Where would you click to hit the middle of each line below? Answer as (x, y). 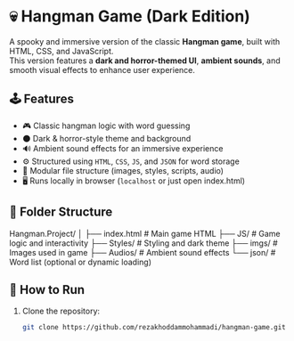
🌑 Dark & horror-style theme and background (106, 138)
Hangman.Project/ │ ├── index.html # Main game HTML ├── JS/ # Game (145, 233)
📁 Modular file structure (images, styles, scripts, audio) (123, 170)
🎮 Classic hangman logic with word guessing (106, 126)
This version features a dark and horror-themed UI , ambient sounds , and (145, 61)
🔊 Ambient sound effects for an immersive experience (122, 148)
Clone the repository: (61, 311)
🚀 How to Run (47, 290)
